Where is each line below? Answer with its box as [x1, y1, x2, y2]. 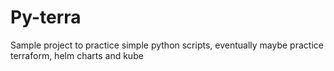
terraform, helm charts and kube [10, 49, 144, 61]
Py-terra [10, 6, 82, 29]
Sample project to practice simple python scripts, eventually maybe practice [10, 39, 324, 51]
